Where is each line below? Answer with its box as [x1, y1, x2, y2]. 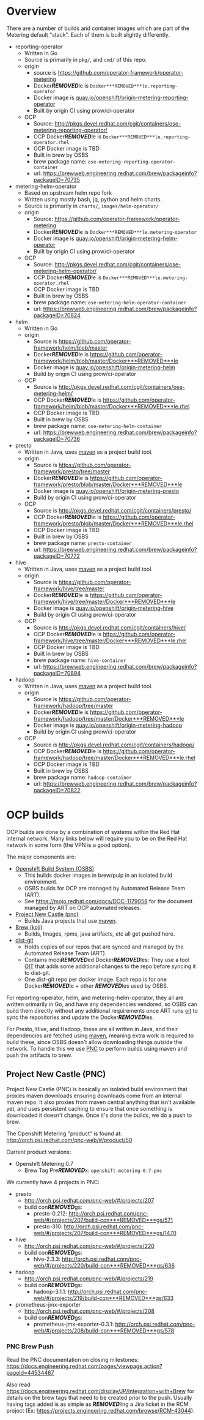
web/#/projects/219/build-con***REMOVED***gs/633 [33, 1294, 174, 1302]
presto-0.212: [33, 1209, 68, 1217]
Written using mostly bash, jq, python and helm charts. [24, 195, 162, 203]
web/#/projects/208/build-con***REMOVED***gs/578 [33, 1327, 175, 1334]
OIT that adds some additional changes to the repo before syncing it [24, 963, 197, 970]
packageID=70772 [33, 552, 81, 560]
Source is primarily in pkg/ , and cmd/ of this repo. [24, 56, 147, 63]
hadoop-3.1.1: [33, 1288, 67, 1295]
